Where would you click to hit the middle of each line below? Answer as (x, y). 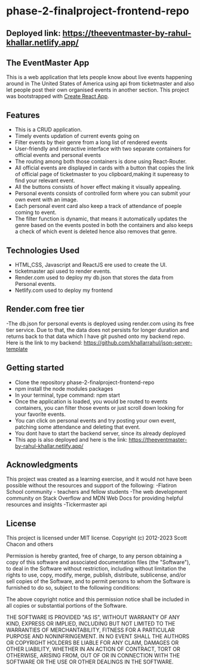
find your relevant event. (45, 180)
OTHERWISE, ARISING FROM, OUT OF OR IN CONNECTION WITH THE (93, 656)
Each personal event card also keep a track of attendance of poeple (98, 206)
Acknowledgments (42, 465)
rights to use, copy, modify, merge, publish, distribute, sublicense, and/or (96, 575)
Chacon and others (30, 544)
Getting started (35, 368)
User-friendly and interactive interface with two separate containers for (103, 149)
